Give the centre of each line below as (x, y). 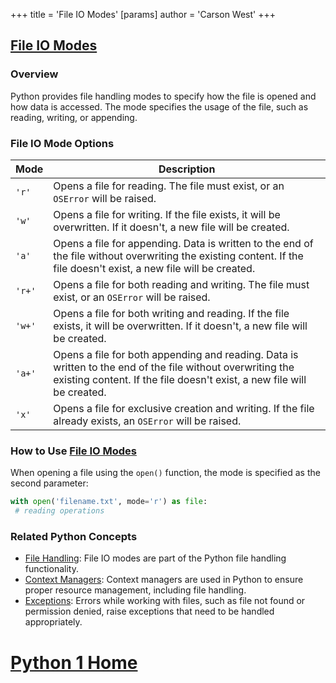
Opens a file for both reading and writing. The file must (181, 284)
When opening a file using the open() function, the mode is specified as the (165, 473)
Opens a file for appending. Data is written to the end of (183, 243)
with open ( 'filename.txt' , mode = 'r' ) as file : (109, 502)
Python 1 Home (74, 662)
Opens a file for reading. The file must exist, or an (169, 186)
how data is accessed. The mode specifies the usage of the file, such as (159, 106)
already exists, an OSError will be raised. (147, 421)
